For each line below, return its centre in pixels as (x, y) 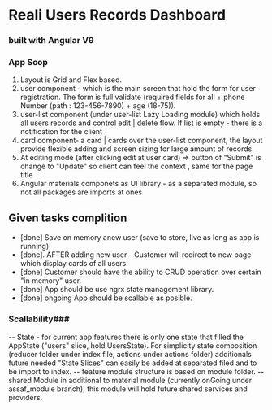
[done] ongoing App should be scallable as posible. (106, 298)
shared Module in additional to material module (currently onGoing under (130, 380)
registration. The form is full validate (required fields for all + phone (132, 97)
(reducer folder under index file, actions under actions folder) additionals (130, 354)
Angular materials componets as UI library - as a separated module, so (138, 184)
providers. (26, 397)
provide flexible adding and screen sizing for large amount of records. (137, 149)
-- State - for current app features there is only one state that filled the (126, 337)
